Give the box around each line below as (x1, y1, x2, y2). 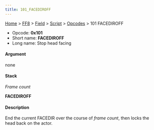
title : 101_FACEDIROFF (5, 7, 51, 12)
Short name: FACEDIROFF (12, 35, 65, 41)
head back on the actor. (5, 120, 52, 126)
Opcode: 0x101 (12, 30, 43, 35)
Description (5, 104, 30, 110)
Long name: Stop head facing (12, 40, 71, 46)
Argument (5, 51, 26, 57)
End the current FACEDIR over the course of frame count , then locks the (5, 115, 150, 121)
